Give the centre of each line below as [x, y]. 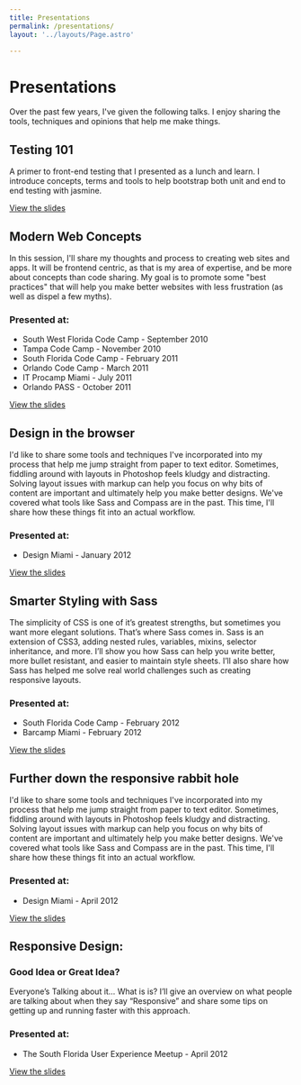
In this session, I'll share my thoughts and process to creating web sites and [150, 258]
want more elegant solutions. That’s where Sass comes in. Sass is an [137, 633]
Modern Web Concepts [75, 237]
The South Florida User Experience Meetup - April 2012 [125, 1053]
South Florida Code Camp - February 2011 [100, 359]
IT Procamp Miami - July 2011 [77, 378]
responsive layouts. [45, 680]
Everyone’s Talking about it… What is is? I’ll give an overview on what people [151, 991]
